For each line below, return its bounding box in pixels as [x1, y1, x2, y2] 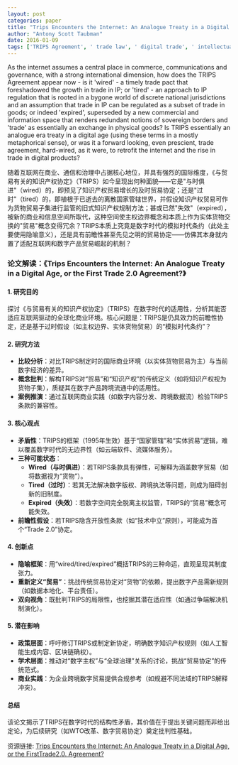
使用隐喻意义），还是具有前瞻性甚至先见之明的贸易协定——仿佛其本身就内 [13, 230, 228, 239]
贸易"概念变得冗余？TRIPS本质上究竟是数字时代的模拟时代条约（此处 [22, 222, 223, 229]
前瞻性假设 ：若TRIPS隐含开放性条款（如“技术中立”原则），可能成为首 [17, 516, 218, 524]
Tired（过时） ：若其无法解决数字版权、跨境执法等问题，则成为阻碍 [28, 480, 222, 489]
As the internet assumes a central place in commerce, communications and [7, 63, 227, 71]
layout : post [7, 10, 46, 18]
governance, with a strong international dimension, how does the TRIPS [7, 70, 216, 79]
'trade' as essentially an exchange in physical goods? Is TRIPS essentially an [7, 124, 231, 131]
